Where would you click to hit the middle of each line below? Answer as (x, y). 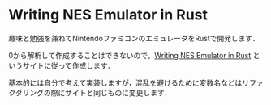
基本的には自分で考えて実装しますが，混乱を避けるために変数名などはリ (129, 82)
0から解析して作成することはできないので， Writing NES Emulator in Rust (130, 55)
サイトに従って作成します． (69, 65)
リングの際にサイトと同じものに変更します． (97, 92)
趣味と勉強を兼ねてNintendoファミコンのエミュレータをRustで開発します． (134, 38)
